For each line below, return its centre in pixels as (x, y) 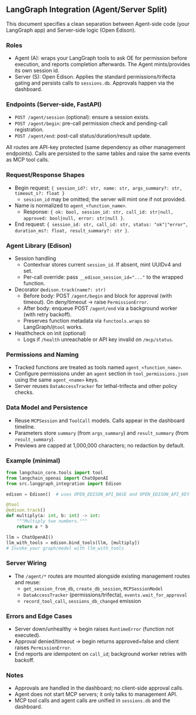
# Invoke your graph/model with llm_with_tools (65, 548)
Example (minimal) (33, 460)
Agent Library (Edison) (39, 245)
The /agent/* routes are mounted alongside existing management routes (102, 576)
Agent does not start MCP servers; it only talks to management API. (96, 694)
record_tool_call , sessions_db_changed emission (82, 601)
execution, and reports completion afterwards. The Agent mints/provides (102, 65)
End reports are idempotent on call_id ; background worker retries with (101, 653)
